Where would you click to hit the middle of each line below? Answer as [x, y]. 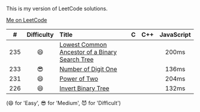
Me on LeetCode [27, 20]
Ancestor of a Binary [88, 52]
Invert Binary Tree [84, 88]
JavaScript [175, 35]
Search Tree [76, 60]
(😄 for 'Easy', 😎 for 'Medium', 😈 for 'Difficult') [63, 103]
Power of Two [79, 79]
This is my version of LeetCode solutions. [57, 9]
